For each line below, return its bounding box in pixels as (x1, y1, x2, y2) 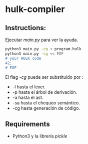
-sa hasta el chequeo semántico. (12, 100, 80, 106)
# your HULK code (5, 56, 41, 61)
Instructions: (5, 24, 46, 32)
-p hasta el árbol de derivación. (12, 89, 77, 95)
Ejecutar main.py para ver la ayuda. (5, 37, 78, 43)
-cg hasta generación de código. (12, 105, 80, 111)
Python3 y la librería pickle (12, 133, 67, 139)
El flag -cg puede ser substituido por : (5, 74, 83, 80)
